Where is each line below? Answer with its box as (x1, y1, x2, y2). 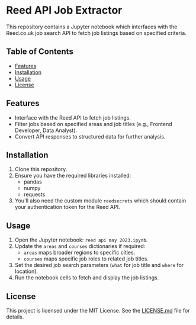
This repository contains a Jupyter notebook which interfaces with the (6, 23, 178, 30)
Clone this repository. (14, 166, 68, 173)
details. (6, 313, 24, 320)
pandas (23, 178, 43, 185)
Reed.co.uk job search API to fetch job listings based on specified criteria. (6, 29, 187, 36)
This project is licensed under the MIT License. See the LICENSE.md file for (6, 307, 190, 314)
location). (14, 268, 38, 275)
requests (23, 191, 46, 198)
